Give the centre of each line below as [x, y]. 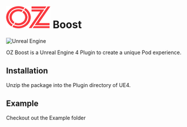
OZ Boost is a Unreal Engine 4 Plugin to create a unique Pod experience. [94, 52]
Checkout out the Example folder [46, 118]
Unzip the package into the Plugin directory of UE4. [69, 85]
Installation [27, 71]
